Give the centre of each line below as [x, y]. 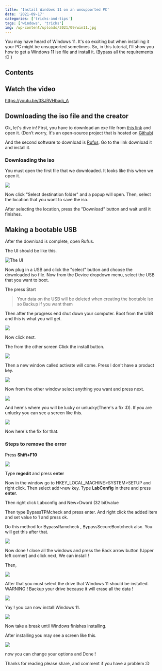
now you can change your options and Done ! [50, 654]
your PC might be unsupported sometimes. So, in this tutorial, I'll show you [80, 47]
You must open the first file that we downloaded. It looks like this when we [79, 171]
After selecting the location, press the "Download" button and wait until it [78, 209]
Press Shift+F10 [21, 455]
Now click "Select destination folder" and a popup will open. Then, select [78, 194]
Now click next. [21, 337]
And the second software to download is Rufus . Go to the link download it [79, 142]
